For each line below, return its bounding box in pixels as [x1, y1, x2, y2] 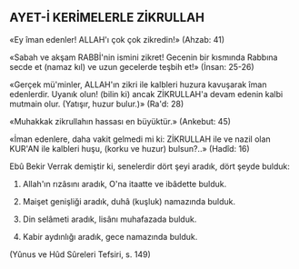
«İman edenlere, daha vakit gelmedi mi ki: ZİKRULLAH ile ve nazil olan [9, 134, 271, 144]
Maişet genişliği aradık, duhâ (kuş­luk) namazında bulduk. [22, 195, 236, 206]
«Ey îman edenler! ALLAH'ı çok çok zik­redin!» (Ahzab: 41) [9, 34, 225, 45]
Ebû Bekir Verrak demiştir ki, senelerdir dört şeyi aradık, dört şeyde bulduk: [9, 161, 291, 172]
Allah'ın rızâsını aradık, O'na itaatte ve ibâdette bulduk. [22, 178, 227, 189]
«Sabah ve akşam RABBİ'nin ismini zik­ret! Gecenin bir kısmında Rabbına [9, 52, 278, 63]
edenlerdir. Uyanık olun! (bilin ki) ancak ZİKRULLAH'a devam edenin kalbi [9, 88, 284, 99]
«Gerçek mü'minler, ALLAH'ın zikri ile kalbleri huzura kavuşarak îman [9, 79, 267, 90]
